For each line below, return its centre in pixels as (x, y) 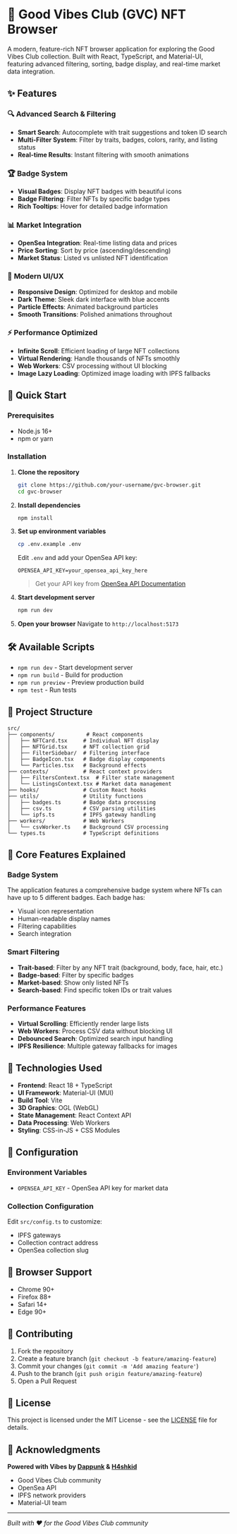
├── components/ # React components (75, 734)
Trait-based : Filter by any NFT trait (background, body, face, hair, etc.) (120, 967)
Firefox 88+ (34, 1296)
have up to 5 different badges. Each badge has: (77, 898)
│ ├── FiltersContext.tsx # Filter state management (91, 778)
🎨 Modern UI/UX (36, 276)
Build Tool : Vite (40, 1100)
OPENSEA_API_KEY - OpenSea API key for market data (93, 1188)
